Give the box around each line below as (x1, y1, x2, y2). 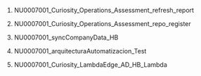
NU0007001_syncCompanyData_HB (13, 33, 119, 42)
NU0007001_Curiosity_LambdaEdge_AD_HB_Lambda (13, 61, 167, 69)
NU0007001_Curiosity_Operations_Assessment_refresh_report (13, 6, 195, 14)
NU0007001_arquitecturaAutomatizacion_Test (13, 47, 147, 55)
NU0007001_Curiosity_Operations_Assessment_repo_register (13, 20, 191, 27)
